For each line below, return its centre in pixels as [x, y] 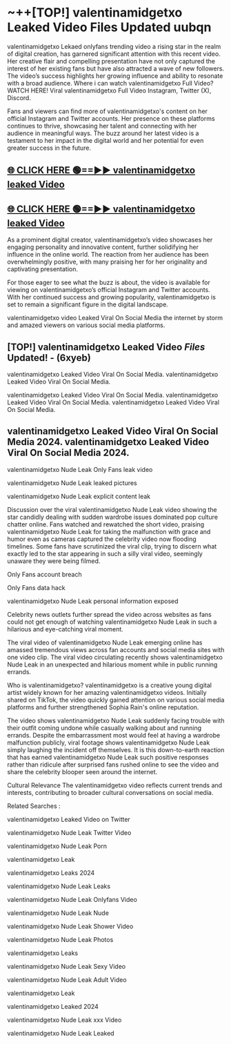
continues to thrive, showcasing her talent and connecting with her [102, 126]
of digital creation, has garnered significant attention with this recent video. [114, 54]
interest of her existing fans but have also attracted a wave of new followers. [116, 68]
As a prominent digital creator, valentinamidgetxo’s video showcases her [110, 240]
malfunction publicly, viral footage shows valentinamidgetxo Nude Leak [109, 742]
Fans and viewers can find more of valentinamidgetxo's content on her [108, 111]
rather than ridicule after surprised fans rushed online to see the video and [113, 765]
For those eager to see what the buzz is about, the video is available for [109, 283]
